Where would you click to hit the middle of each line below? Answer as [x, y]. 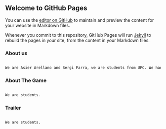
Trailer [13, 108]
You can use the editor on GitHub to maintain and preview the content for [80, 20]
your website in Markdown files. [38, 25]
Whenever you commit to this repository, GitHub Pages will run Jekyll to [78, 35]
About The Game [26, 80]
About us [16, 53]
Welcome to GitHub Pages [46, 8]
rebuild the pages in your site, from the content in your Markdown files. [77, 40]
